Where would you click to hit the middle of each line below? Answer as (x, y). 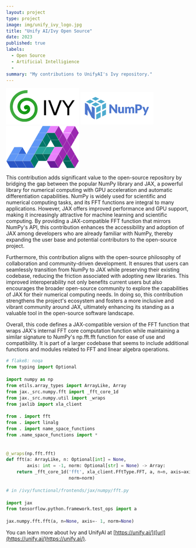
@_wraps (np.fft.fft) (31, 453)
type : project (23, 18)
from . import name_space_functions (50, 429)
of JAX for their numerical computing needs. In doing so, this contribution (94, 295)
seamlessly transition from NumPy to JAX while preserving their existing (93, 270)
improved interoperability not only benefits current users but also (84, 282)
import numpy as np (30, 380)
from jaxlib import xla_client (44, 404)
